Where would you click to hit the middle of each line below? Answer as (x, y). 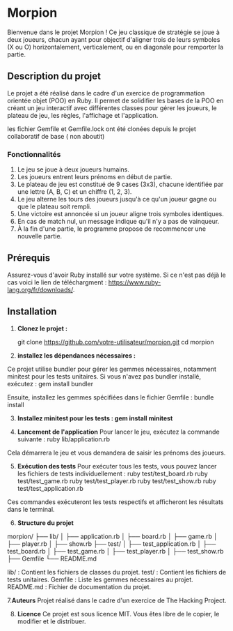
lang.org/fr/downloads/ (40, 289)
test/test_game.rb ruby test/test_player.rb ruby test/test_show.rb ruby (117, 481)
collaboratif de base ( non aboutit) (56, 136)
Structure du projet (46, 523)
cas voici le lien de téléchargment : (57, 282)
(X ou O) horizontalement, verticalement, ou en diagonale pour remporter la (115, 47)
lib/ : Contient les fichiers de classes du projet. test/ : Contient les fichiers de (117, 572)
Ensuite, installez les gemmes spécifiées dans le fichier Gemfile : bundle (111, 397)
